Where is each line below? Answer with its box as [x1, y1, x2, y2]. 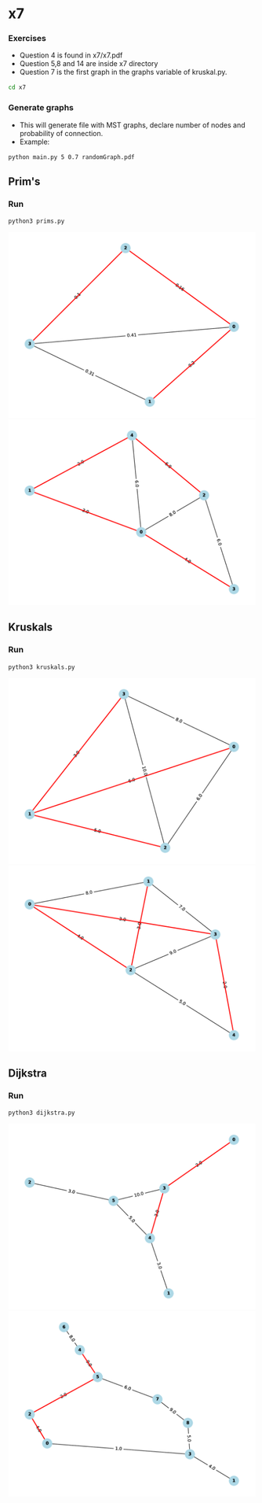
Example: [19, 137, 50, 146]
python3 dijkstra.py [8, 1109, 76, 1117]
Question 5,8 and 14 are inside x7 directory [19, 59, 158, 68]
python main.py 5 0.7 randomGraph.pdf [8, 153, 135, 161]
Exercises [8, 33, 47, 44]
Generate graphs [8, 102, 75, 113]
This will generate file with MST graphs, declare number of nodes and [19, 120, 246, 130]
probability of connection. [19, 128, 104, 138]
